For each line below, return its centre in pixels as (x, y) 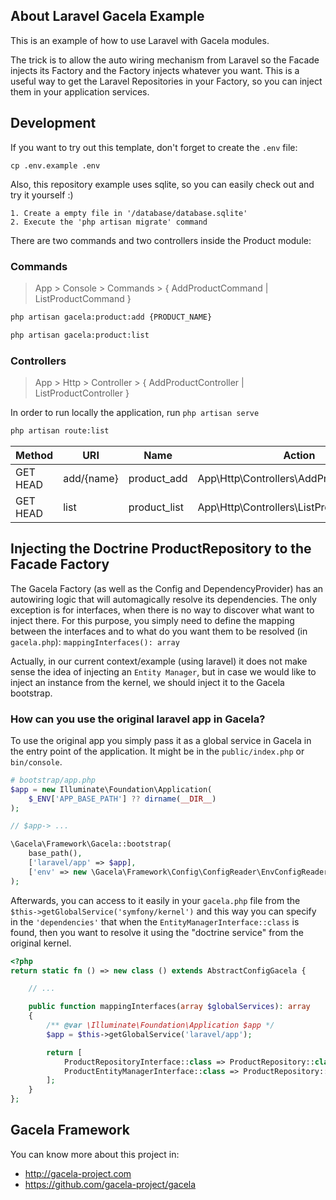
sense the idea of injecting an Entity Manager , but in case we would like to (163, 671)
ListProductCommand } (83, 298)
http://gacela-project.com (78, 1173)
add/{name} (91, 478)
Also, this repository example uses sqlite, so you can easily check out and (162, 184)
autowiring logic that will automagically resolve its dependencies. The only (163, 599)
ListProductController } (82, 393)
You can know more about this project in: (95, 1154)
